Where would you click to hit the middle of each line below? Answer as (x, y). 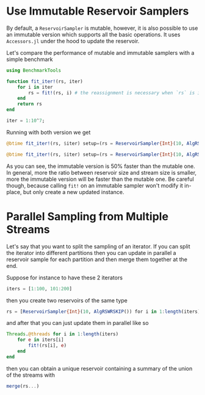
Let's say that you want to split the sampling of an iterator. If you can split (98, 246)
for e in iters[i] (41, 340)
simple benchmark (30, 59)
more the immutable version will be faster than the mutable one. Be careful (100, 179)
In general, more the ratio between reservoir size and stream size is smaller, (102, 172)
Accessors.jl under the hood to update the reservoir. (73, 41)
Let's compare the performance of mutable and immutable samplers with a (100, 52)
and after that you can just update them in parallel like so (77, 323)
